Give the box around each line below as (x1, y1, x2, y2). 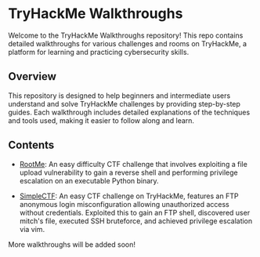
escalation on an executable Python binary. (19, 176, 159, 185)
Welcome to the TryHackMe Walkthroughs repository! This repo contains (8, 31, 244, 40)
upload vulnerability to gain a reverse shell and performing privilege (19, 168, 238, 177)
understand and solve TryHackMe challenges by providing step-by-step (8, 99, 241, 108)
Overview (8, 70, 57, 83)
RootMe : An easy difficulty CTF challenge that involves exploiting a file (19, 159, 248, 168)
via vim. (19, 224, 45, 233)
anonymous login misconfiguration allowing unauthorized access (19, 199, 229, 208)
